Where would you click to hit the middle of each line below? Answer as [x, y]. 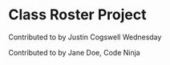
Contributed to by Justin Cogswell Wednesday [85, 37]
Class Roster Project [77, 15]
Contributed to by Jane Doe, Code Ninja [74, 52]
